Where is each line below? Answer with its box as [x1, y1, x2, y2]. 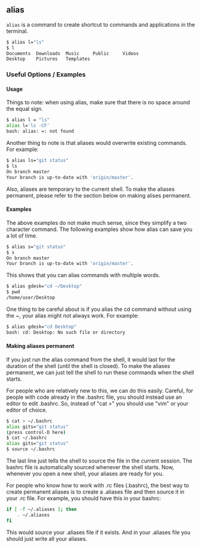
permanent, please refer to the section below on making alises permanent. [6, 192, 191, 199]
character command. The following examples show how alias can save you [6, 226, 193, 233]
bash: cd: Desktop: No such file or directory [6, 329, 126, 335]
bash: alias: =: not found [6, 129, 74, 135]
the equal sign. [6, 105, 43, 113]
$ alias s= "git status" [6, 244, 66, 250]
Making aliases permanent [6, 343, 74, 350]
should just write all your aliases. [6, 535, 88, 542]
